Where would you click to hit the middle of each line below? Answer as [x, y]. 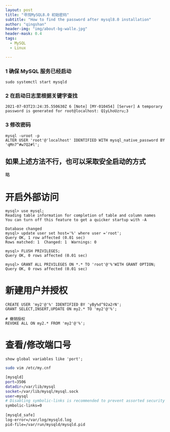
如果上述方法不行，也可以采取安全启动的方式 [76, 161]
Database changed [24, 229]
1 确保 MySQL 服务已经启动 [38, 71]
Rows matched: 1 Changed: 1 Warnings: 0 [51, 242]
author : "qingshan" [26, 24]
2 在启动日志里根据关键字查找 [41, 96]
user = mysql [17, 396]
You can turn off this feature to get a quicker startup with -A [76, 220]
